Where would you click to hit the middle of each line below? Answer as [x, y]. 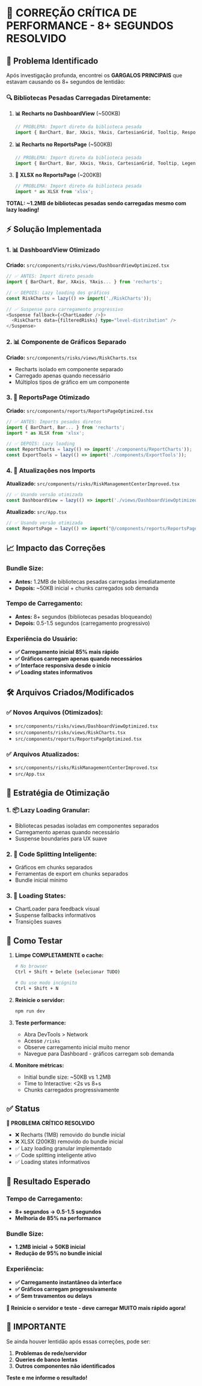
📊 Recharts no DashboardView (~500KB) [68, 113]
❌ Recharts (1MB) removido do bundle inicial [70, 1135]
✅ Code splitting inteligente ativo [56, 1155]
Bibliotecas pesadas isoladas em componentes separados [87, 826]
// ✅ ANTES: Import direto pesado [50, 276]
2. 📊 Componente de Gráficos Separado [66, 342]
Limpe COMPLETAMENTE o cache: [59, 955]
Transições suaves [38, 922]
